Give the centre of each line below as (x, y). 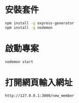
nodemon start (19, 62)
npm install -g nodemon (29, 28)
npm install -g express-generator (40, 23)
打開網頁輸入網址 (39, 82)
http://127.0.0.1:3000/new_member (40, 96)
